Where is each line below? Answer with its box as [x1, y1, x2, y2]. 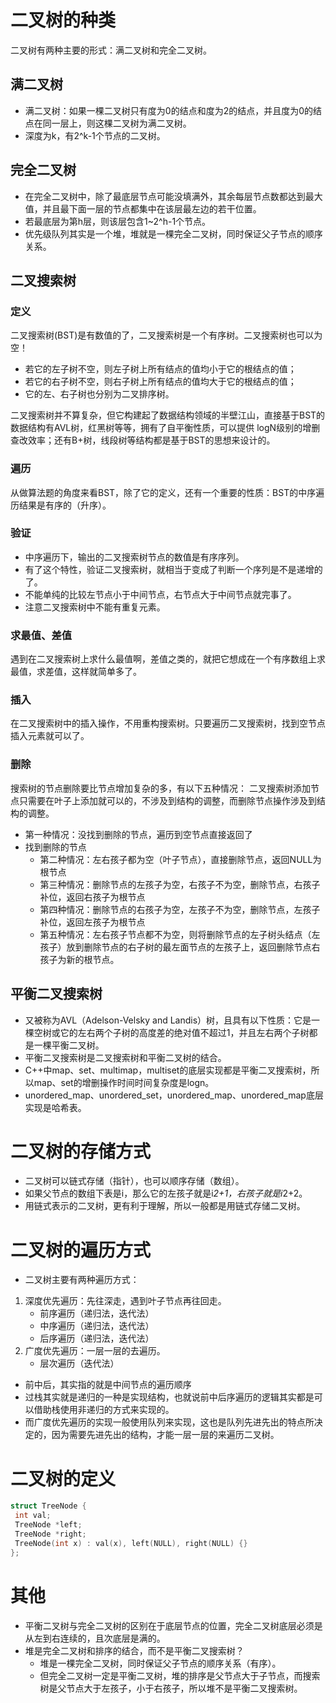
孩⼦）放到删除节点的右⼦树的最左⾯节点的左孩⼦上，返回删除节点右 [39, 941, 321, 953]
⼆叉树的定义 [10, 1467, 117, 1490]
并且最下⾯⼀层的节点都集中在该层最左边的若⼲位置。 [42, 202, 262, 215]
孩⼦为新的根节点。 [39, 953, 120, 965]
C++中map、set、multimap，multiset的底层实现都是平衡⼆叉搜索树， [24, 1064, 312, 1076]
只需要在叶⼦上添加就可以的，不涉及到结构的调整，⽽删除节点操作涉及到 [18, 794, 317, 806]
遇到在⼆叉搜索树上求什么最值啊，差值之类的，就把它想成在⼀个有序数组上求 [10, 653, 326, 665]
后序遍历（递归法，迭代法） [39, 1332, 155, 1345]
